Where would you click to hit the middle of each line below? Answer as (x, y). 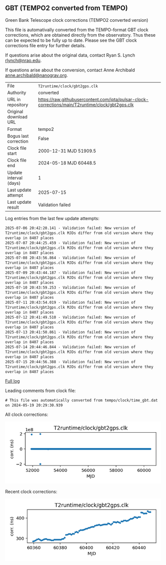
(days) (14, 183)
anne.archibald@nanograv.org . (37, 75)
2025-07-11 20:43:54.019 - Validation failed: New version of (70, 302)
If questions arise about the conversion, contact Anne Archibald (70, 70)
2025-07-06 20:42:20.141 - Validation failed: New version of (70, 228)
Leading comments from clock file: (41, 391)
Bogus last (18, 136)
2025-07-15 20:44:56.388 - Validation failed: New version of (70, 362)
